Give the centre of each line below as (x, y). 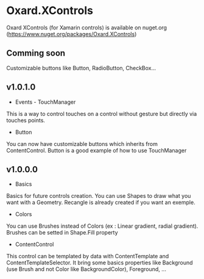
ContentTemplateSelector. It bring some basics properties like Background (100, 263)
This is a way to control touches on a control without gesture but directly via (102, 114)
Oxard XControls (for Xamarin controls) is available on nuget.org (87, 27)
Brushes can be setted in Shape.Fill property (62, 233)
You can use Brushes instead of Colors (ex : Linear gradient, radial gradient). (102, 226)
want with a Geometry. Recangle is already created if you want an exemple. (101, 203)
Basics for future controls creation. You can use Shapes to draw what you (99, 196)
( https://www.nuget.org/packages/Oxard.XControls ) (72, 34)
